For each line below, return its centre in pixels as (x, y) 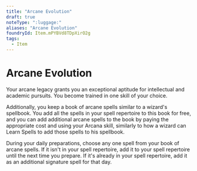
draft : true (21, 17)
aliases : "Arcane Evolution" (42, 28)
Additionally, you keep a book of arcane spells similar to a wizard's (87, 107)
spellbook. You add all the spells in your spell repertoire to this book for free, (98, 113)
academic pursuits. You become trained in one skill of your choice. (87, 95)
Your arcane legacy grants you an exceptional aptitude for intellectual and (96, 89)
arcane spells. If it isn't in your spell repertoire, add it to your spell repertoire (98, 149)
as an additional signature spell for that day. (59, 162)
